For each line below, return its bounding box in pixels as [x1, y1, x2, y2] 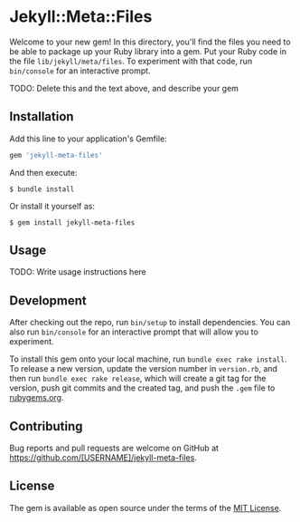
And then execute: [9, 167, 78, 178]
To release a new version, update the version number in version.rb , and [9, 363, 278, 374]
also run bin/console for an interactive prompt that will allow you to [9, 326, 259, 337]
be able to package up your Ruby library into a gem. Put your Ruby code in [9, 45, 287, 56]
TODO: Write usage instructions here [9, 266, 146, 277]
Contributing [9, 419, 83, 434]
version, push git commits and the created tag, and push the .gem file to [9, 382, 276, 393]
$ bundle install [9, 184, 75, 194]
